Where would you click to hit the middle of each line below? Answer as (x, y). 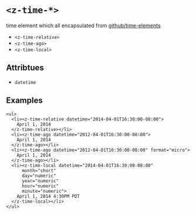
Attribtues (25, 68)
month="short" (39, 170)
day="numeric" (39, 176)
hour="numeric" (40, 186)
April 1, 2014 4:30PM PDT (48, 196)
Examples (24, 101)
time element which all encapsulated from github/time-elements (83, 25)
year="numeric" (40, 181)
